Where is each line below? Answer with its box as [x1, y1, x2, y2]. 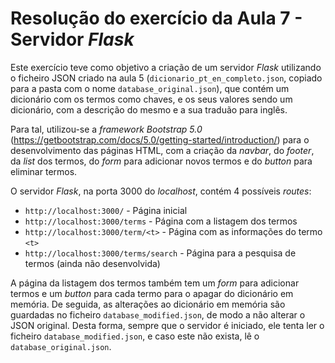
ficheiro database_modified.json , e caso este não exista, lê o [10, 330, 260, 342]
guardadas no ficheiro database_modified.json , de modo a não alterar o [10, 308, 306, 321]
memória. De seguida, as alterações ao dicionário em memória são [10, 298, 286, 310]
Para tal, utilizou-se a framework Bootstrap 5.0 [10, 123, 203, 135]
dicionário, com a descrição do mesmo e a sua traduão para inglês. [10, 103, 288, 116]
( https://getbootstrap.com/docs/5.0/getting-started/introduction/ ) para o [10, 133, 310, 146]
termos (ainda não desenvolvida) [24, 257, 161, 269]
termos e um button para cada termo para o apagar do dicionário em [10, 287, 294, 299]
